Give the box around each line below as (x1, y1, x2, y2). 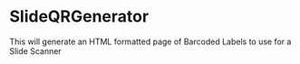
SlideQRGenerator (9, 6, 150, 27)
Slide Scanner (9, 45, 62, 56)
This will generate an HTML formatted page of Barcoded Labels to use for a (9, 36, 292, 47)
